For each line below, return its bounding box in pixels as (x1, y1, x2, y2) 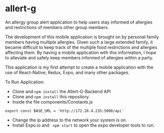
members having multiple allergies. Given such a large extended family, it (5, 39, 153, 45)
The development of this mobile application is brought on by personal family (5, 34, 159, 40)
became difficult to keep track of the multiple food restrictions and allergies (5, 44, 158, 50)
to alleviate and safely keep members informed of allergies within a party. (5, 54, 154, 60)
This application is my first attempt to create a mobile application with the (5, 64, 154, 70)
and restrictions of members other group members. (5, 24, 109, 30)
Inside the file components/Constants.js (12, 99, 93, 105)
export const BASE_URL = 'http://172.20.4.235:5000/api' (5, 108, 124, 113)
